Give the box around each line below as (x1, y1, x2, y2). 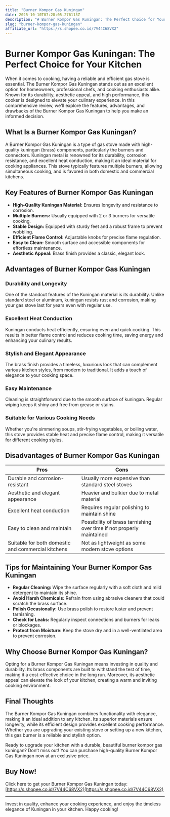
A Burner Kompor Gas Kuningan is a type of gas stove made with (5, 141, 141, 147)
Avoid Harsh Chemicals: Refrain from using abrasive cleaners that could (12, 595, 164, 601)
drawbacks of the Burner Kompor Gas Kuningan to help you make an (5, 108, 148, 114)
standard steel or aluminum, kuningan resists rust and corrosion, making (5, 297, 156, 303)
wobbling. (12, 228, 34, 235)
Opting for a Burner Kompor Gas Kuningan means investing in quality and (5, 661, 158, 667)
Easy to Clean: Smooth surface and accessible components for (12, 239, 145, 246)
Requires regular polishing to (81, 504, 150, 511)
